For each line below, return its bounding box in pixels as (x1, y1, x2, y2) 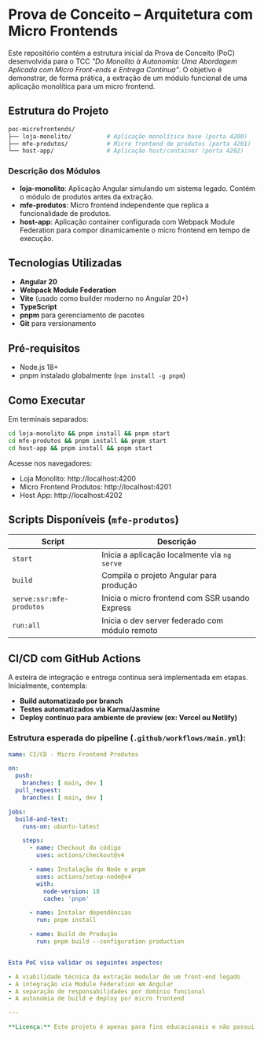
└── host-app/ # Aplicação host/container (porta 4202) (8, 147, 244, 155)
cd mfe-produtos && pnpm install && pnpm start (8, 437, 167, 445)
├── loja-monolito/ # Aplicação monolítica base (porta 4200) (8, 132, 247, 141)
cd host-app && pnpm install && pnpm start (8, 444, 153, 452)
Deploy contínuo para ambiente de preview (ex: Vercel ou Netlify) (19, 713, 238, 723)
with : (36, 880, 55, 888)
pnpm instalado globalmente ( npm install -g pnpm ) (19, 371, 186, 380)
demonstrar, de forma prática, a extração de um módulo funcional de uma (8, 73, 247, 82)
